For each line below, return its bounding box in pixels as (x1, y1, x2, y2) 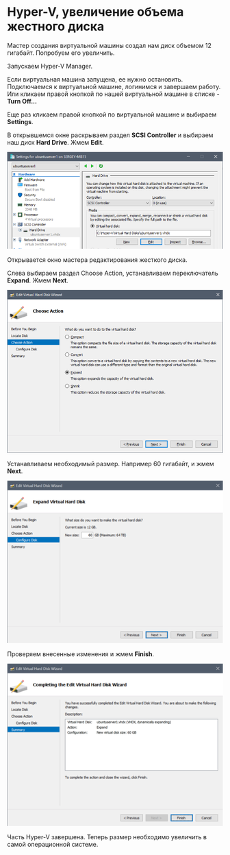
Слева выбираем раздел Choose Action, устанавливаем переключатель (7, 269, 219, 278)
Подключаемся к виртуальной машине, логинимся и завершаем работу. (7, 82, 221, 91)
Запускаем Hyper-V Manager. (7, 62, 93, 70)
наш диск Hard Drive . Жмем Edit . (7, 138, 104, 146)
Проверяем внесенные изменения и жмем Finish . (7, 650, 155, 658)
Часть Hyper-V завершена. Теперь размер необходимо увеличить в (7, 833, 207, 841)
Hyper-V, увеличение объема (7, 4, 184, 20)
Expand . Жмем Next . (7, 276, 68, 285)
